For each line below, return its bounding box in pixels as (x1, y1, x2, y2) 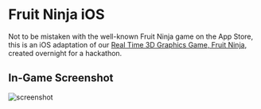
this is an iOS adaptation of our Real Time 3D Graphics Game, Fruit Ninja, (8, 39, 247, 49)
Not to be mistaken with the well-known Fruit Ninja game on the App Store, (8, 32, 254, 41)
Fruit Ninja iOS (8, 6, 105, 24)
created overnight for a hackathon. (8, 48, 123, 58)
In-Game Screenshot (8, 71, 114, 85)
